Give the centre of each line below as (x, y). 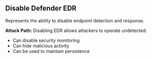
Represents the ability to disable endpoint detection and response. (75, 20)
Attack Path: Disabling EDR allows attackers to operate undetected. (76, 31)
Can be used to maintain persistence (51, 51)
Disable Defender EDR (41, 8)
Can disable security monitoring (46, 40)
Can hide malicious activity (41, 46)
